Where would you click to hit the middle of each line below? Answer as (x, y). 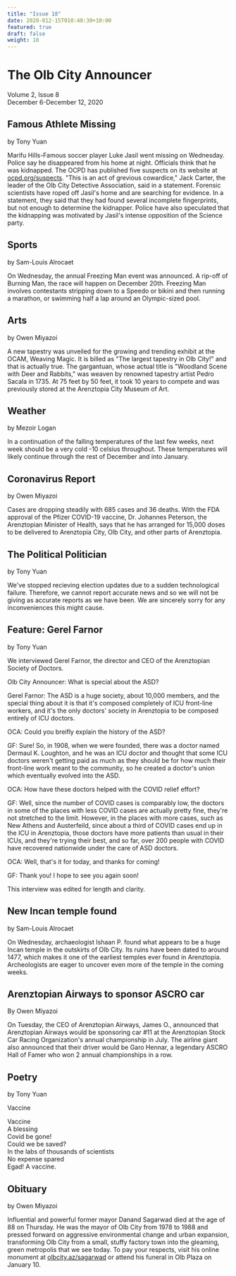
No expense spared (36, 1159)
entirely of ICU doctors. (41, 718)
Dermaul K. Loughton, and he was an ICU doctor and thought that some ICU (117, 753)
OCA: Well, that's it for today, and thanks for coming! (83, 861)
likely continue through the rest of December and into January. (98, 457)
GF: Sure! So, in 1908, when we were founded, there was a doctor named (113, 745)
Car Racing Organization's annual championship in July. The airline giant (112, 1040)
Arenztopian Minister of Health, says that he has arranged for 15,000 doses (116, 525)
